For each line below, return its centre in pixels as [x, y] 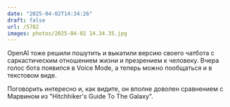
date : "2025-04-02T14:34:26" [50, 14]
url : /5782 [23, 27]
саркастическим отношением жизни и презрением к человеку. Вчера [113, 61]
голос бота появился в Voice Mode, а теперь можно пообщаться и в [110, 68]
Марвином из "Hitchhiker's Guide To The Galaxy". [80, 97]
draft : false [26, 20]
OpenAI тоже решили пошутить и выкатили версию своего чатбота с [111, 53]
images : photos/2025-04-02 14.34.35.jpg [68, 33]
